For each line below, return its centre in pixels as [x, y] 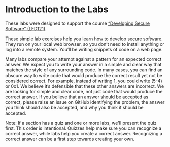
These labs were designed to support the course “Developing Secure [78, 23]
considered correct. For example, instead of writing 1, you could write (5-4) [84, 81]
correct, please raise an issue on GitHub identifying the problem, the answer [85, 102]
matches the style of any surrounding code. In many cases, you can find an [84, 70]
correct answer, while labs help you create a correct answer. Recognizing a [84, 133]
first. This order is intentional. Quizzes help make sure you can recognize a [83, 128]
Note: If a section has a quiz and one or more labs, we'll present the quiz [81, 123]
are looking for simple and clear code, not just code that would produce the [84, 91]
